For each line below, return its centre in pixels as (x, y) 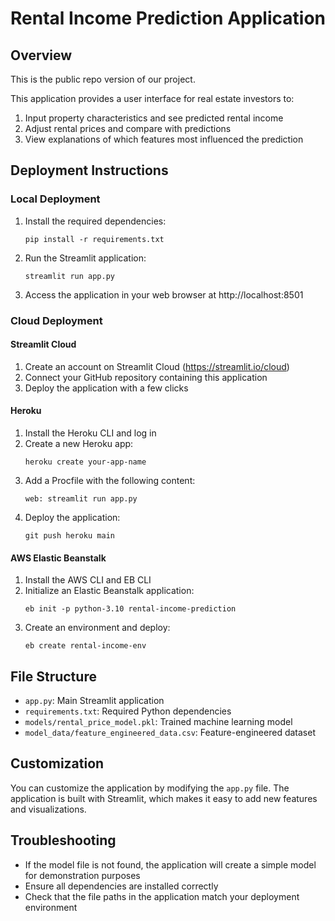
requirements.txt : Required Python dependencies (128, 711)
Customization (57, 763)
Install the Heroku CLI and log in (90, 433)
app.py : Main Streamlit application (94, 701)
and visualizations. (48, 809)
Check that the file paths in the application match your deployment (162, 896)
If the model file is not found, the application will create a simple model (170, 864)
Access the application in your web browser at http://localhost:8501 (164, 294)
